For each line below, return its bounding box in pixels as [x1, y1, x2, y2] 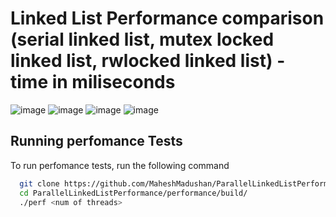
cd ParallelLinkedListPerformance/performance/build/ [19, 188, 248, 198]
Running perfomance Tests [10, 133, 183, 150]
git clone [19, 178, 60, 189]
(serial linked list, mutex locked [10, 28, 275, 51]
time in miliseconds [10, 71, 176, 94]
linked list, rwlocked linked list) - [10, 50, 286, 72]
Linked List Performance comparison [10, 7, 325, 30]
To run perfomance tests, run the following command [10, 159, 230, 171]
